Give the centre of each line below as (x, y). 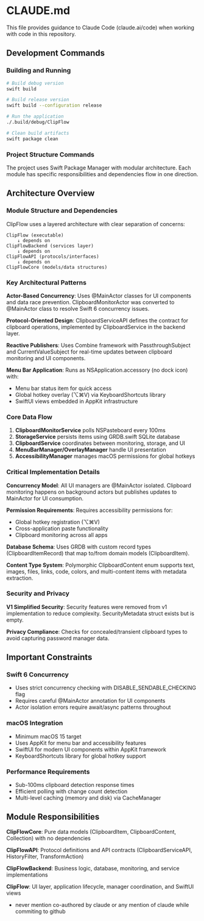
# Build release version (38, 100)
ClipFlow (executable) (35, 235)
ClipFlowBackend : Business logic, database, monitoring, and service (93, 868)
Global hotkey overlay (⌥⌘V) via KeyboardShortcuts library (90, 394)
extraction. (20, 578)
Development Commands (56, 53)
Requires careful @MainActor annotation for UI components (90, 701)
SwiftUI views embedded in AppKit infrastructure (76, 401)
